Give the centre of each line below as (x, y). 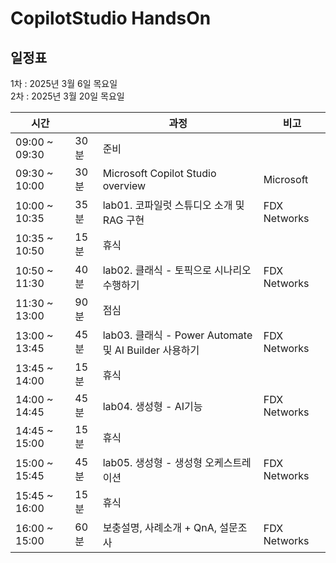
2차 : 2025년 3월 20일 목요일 (67, 96)
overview (124, 185)
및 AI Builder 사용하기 (151, 350)
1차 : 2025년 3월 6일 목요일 (64, 83)
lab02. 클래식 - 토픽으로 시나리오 (177, 270)
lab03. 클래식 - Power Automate (177, 335)
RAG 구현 (123, 220)
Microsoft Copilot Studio (159, 173)
